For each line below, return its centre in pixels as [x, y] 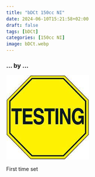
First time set [22, 169]
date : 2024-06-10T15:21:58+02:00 [47, 19]
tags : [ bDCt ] [22, 32]
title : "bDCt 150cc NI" [36, 13]
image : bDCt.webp [28, 44]
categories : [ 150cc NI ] [36, 38]
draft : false [22, 25]
